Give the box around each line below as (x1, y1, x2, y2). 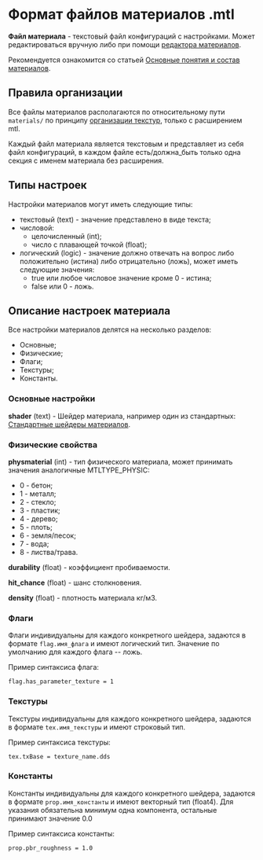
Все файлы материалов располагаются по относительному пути (8, 107, 225, 116)
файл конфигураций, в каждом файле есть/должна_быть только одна (8, 147, 241, 156)
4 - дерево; (19, 513, 58, 524)
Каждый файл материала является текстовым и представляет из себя (8, 139, 244, 149)
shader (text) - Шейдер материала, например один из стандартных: (8, 411, 236, 421)
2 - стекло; (19, 497, 57, 506)
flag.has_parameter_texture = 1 (8, 678, 114, 685)
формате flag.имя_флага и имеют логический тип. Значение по (8, 639, 220, 649)
